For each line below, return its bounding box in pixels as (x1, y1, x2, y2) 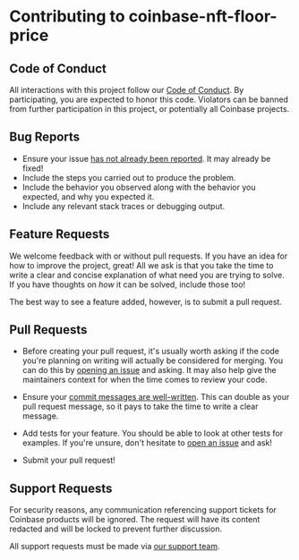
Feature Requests (9, 226, 110, 242)
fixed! (21, 163, 44, 174)
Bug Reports (9, 130, 81, 145)
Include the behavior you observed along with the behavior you (21, 182, 256, 192)
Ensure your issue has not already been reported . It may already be (21, 153, 271, 164)
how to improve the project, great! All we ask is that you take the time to (9, 259, 274, 270)
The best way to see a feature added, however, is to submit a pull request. (9, 296, 282, 307)
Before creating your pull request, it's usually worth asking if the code (21, 346, 280, 357)
